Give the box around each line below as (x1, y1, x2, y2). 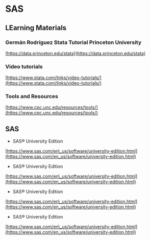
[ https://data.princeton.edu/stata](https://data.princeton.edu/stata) (5, 50, 146, 56)
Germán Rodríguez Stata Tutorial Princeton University (5, 39, 142, 46)
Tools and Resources (5, 93, 59, 100)
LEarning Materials (5, 23, 67, 32)
